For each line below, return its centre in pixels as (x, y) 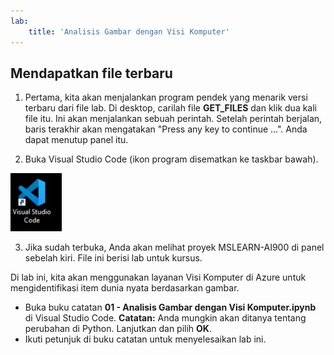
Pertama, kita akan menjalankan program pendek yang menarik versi (166, 97)
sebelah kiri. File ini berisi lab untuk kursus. (113, 258)
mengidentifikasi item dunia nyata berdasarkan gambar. (125, 288)
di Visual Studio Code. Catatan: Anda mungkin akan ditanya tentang (165, 318)
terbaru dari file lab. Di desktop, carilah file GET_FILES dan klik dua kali (171, 108)
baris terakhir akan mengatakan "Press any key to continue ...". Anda (166, 129)
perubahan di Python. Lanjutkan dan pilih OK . (118, 329)
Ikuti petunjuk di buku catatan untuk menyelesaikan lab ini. (145, 339)
